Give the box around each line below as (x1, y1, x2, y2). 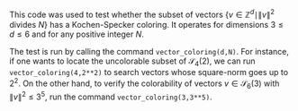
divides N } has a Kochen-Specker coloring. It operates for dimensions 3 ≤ (9, 19, 284, 30)
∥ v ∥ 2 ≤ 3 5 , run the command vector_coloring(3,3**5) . (9, 90, 213, 102)
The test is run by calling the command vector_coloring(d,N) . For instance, (9, 46, 290, 56)
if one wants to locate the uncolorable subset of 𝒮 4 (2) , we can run (9, 55, 256, 68)
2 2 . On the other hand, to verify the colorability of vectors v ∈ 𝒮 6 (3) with (9, 76, 280, 90)
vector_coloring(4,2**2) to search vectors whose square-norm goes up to (9, 67, 289, 78)
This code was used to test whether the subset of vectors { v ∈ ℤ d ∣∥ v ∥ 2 (9, 8, 275, 20)
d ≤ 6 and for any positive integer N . (9, 29, 144, 39)
